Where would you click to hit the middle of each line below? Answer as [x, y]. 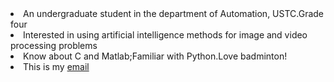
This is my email [56, 66]
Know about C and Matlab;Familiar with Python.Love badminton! [155, 56]
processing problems [54, 45]
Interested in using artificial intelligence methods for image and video [165, 35]
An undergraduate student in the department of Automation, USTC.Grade [174, 13]
